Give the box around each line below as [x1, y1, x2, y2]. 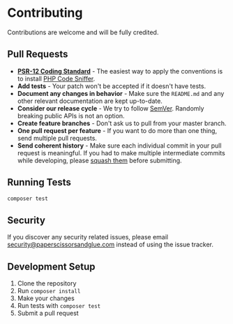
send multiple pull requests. [17, 134, 98, 142]
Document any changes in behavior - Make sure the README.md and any [17, 89, 225, 97]
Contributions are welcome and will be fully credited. [7, 28, 159, 36]
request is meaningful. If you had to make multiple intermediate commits [17, 148, 225, 157]
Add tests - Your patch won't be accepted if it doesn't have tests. [17, 82, 206, 90]
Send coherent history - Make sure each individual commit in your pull [17, 141, 222, 150]
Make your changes [17, 294, 75, 302]
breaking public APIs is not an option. [17, 111, 125, 120]
